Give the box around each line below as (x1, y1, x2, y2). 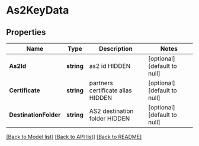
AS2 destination (89, 107, 134, 115)
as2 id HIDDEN (89, 62, 131, 70)
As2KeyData (6, 4, 69, 17)
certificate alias (89, 86, 132, 95)
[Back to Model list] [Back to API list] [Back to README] (6, 134, 142, 140)
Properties (6, 27, 46, 37)
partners (89, 79, 114, 87)
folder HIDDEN (89, 115, 130, 122)
